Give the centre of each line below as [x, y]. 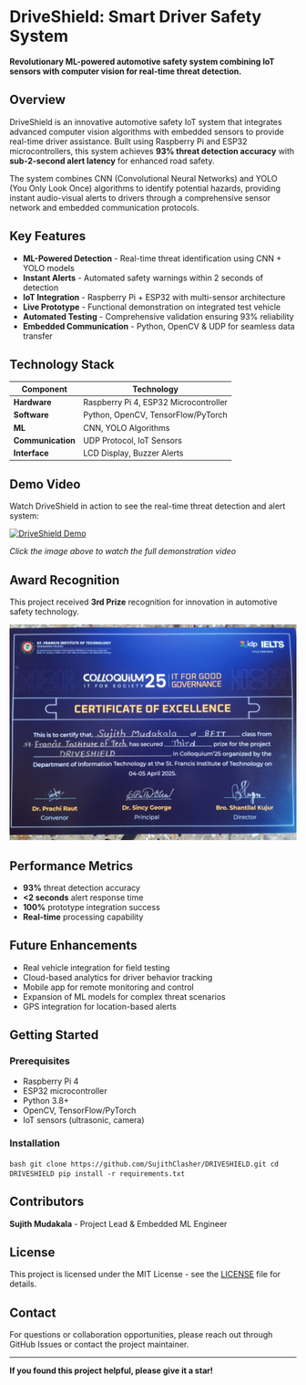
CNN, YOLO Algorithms [127, 427]
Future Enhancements [74, 945]
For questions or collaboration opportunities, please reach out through [141, 1335]
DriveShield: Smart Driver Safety [136, 17]
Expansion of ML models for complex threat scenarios [124, 996]
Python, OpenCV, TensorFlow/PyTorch [155, 415]
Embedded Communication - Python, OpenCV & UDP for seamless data [158, 326]
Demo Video [45, 484]
